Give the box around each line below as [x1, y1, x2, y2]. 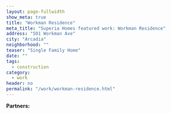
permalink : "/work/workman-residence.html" [6, 86, 116, 92]
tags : [6, 58, 20, 64]
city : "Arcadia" [6, 36, 46, 42]
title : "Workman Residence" [6, 20, 76, 26]
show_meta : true [6, 14, 46, 20]
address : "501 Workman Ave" [6, 31, 76, 37]
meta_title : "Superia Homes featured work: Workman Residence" [6, 25, 166, 31]
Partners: [6, 102, 30, 109]
